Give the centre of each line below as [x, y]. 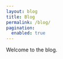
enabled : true [28, 33]
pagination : [20, 28]
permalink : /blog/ [28, 22]
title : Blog [20, 17]
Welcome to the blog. [32, 50]
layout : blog [22, 11]
